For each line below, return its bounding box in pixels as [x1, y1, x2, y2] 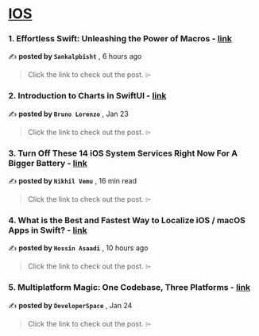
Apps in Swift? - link [8, 225, 87, 235]
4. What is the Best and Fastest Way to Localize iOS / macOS [8, 215, 246, 226]
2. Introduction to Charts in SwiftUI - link [8, 91, 167, 102]
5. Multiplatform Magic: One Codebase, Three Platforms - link [8, 282, 251, 293]
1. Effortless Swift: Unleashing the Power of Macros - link [8, 33, 232, 44]
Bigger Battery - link [8, 157, 87, 168]
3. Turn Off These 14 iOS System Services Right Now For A [8, 148, 238, 159]
